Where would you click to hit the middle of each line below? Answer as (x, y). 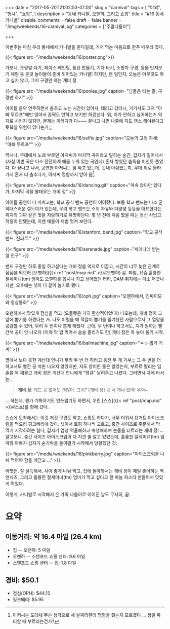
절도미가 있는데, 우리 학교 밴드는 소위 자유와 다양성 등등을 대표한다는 (94, 208)
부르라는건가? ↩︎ (44, 621)
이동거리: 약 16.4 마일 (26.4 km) (54, 537)
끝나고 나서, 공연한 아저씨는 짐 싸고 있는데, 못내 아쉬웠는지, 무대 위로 (84, 168)
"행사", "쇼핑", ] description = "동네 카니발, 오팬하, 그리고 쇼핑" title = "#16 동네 (84, 14)
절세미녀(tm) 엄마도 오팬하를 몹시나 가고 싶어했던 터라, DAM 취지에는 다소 (78, 279)
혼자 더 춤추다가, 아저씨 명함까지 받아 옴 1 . (55, 174)
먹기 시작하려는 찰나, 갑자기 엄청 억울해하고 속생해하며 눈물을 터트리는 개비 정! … (85, 430)
